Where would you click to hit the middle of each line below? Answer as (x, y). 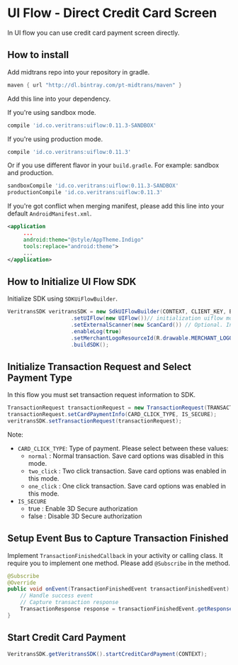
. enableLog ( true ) (96, 331)
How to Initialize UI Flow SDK (72, 281)
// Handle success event (57, 596)
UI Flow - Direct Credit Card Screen (112, 13)
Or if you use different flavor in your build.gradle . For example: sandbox (113, 165)
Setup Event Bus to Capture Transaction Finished (118, 538)
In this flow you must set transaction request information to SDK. (102, 395)
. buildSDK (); (90, 345)
